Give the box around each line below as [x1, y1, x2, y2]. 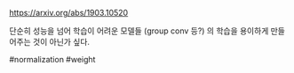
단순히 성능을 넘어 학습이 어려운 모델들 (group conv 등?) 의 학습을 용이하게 [9, 26, 269, 36]
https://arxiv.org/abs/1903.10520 [9, 8, 129, 18]
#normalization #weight [9, 55, 96, 64]
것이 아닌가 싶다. [32, 37, 91, 47]
